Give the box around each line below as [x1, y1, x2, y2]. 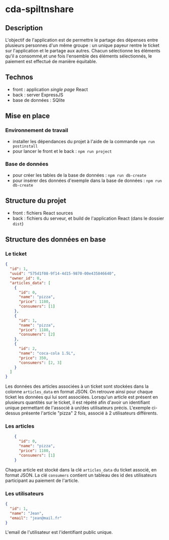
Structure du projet [5, 197, 67, 205]
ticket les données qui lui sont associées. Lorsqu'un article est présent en [5, 394, 158, 400]
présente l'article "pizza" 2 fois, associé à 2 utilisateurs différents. [21, 410, 158, 416]
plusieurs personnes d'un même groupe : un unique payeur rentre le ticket [5, 42, 160, 48]
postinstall [12, 144, 38, 149]
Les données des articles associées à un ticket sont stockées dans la [5, 383, 149, 389]
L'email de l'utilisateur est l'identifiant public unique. [5, 529, 113, 535]
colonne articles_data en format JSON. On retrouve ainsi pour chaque [5, 389, 153, 395]
